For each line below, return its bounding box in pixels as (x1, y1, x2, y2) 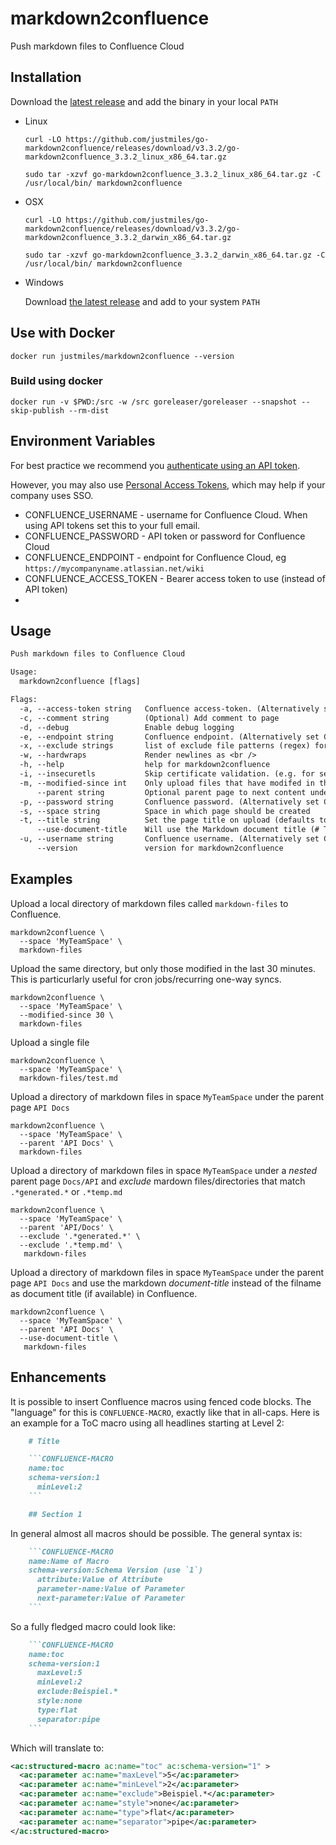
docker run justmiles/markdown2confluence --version (10, 351, 235, 361)
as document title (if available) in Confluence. (10, 1287, 198, 1299)
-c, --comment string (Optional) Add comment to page (19, 713, 280, 723)
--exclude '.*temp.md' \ (19, 1240, 123, 1250)
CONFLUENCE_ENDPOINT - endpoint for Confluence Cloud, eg (24, 551, 287, 563)
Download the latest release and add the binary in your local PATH (10, 95, 279, 107)
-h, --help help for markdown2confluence (19, 760, 271, 770)
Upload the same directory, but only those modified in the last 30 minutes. (10, 962, 316, 974)
